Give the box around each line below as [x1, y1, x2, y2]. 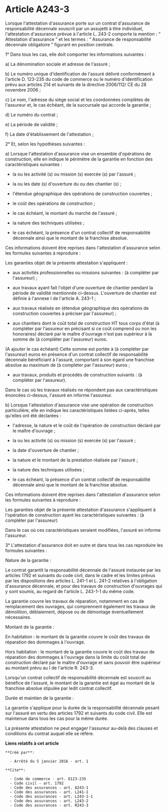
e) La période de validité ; [5, 121, 58, 127]
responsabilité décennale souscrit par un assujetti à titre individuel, [5, 25, 143, 31]
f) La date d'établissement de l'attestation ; [5, 131, 94, 137]
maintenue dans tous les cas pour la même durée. [5, 715, 109, 721]
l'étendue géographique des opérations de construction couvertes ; [12, 190, 153, 197]
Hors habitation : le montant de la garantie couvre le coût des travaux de [5, 648, 155, 655]
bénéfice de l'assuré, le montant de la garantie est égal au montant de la [5, 680, 154, 686]
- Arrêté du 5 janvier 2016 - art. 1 [10, 759, 89, 764]
